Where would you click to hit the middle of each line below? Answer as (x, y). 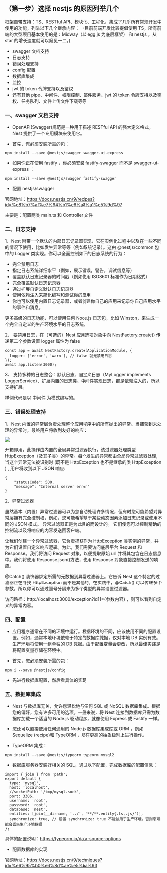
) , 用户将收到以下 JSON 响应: (35, 468)
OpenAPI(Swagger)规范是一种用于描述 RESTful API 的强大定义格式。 (83, 127)
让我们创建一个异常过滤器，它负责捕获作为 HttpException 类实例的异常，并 (82, 541)
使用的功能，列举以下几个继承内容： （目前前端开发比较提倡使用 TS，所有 (81, 28)
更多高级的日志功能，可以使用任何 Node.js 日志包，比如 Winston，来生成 (80, 318)
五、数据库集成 (23, 694)
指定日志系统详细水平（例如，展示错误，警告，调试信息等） (73, 270)
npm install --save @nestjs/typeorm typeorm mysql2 (60, 755)
